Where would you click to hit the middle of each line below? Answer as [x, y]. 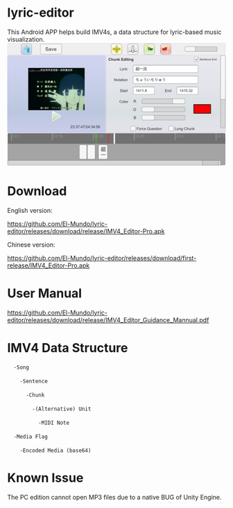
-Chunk [35, 395]
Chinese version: [31, 245]
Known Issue [45, 478]
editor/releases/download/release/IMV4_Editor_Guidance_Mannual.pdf [108, 319]
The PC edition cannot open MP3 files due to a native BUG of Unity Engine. [114, 497]
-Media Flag [31, 437]
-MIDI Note [54, 423]
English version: [30, 210]
